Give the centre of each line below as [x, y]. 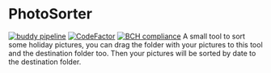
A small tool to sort [214, 36]
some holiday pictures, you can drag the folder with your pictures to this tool [135, 44]
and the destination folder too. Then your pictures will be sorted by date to [132, 53]
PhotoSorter [51, 14]
